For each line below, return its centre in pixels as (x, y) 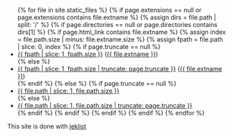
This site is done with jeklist (47, 126)
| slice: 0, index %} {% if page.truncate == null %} (89, 47)
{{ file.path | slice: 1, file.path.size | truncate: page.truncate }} (105, 106)
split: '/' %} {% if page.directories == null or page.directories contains (117, 25)
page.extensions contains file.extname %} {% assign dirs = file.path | (116, 17)
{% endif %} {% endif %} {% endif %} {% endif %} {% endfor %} (111, 113)
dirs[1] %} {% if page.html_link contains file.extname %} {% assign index (121, 32)
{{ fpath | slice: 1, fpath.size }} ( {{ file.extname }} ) (88, 54)
